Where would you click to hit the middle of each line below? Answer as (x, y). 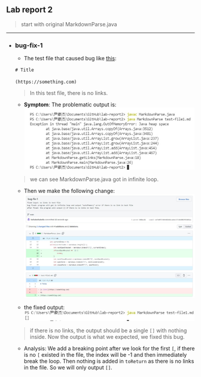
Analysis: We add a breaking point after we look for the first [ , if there (109, 348)
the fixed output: (44, 307)
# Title (24, 70)
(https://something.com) (46, 82)
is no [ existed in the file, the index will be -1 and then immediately (105, 355)
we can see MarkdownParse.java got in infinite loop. (94, 179)
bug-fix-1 (29, 45)
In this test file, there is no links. (69, 93)
